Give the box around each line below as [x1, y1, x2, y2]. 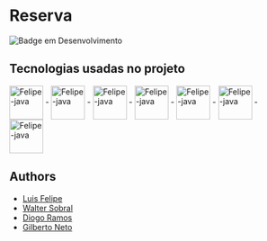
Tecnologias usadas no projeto [9, 61, 186, 76]
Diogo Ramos [22, 212, 73, 223]
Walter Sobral [22, 202, 74, 213]
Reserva [9, 5, 73, 26]
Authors [9, 169, 57, 184]
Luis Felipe [22, 192, 63, 203]
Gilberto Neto [22, 221, 73, 232]
